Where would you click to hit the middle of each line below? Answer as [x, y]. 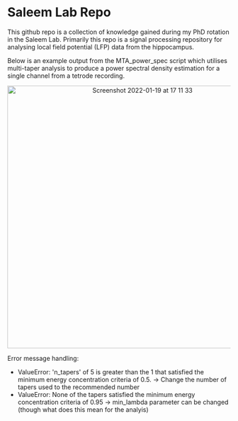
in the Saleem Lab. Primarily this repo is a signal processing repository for [115, 39]
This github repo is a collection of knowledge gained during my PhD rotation [118, 32]
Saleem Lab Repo [59, 12]
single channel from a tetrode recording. [66, 76]
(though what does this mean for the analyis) [83, 409]
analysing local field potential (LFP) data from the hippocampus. [101, 47]
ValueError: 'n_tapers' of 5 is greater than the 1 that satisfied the [110, 371]
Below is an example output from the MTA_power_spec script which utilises [118, 60]
